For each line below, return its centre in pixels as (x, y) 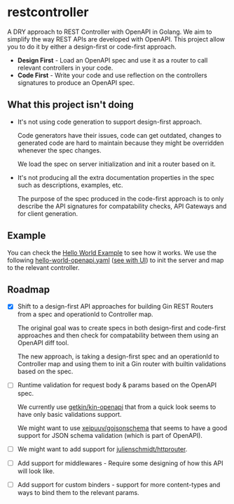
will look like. (36, 471)
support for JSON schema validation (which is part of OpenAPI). (110, 435)
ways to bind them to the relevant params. (78, 492)
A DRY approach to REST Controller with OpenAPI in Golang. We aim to (110, 32)
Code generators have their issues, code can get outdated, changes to (119, 135)
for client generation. (48, 213)
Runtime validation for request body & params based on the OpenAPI (117, 385)
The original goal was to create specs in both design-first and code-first (122, 328)
